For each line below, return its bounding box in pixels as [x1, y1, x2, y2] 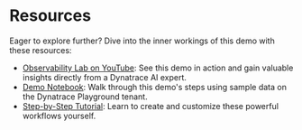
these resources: [9, 44, 72, 55]
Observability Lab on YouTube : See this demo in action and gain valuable [22, 62, 294, 73]
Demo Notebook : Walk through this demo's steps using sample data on [22, 81, 287, 92]
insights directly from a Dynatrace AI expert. [22, 71, 188, 82]
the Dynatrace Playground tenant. [22, 91, 148, 102]
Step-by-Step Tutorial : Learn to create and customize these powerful [22, 100, 279, 111]
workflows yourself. [22, 110, 96, 121]
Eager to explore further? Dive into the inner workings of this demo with [9, 35, 275, 46]
